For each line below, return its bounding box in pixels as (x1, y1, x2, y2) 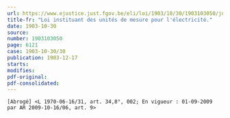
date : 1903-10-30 (7, 23, 57, 29)
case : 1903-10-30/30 (7, 48, 66, 55)
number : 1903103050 (7, 35, 63, 42)
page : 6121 (7, 42, 38, 48)
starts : (7, 61, 29, 68)
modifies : (7, 67, 36, 74)
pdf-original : (7, 73, 48, 80)
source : (7, 29, 29, 36)
